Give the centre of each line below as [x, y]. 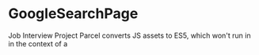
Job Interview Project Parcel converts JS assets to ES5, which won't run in [129, 35]
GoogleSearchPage [73, 14]
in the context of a [38, 43]
